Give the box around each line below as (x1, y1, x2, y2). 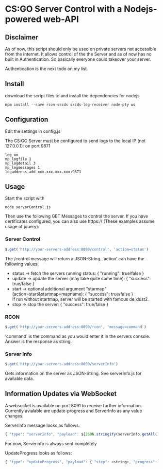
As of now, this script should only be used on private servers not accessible (5, 46, 157, 52)
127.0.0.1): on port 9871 (5, 143, 50, 149)
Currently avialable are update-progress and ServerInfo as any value (5, 408, 142, 414)
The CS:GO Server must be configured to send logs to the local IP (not (5, 138, 146, 144)
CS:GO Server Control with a (5, 3, 122, 15)
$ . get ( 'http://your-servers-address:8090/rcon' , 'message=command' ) (5, 325, 147, 329)
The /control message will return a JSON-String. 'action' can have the (5, 255, 145, 261)
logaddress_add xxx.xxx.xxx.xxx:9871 (5, 169, 81, 174)
